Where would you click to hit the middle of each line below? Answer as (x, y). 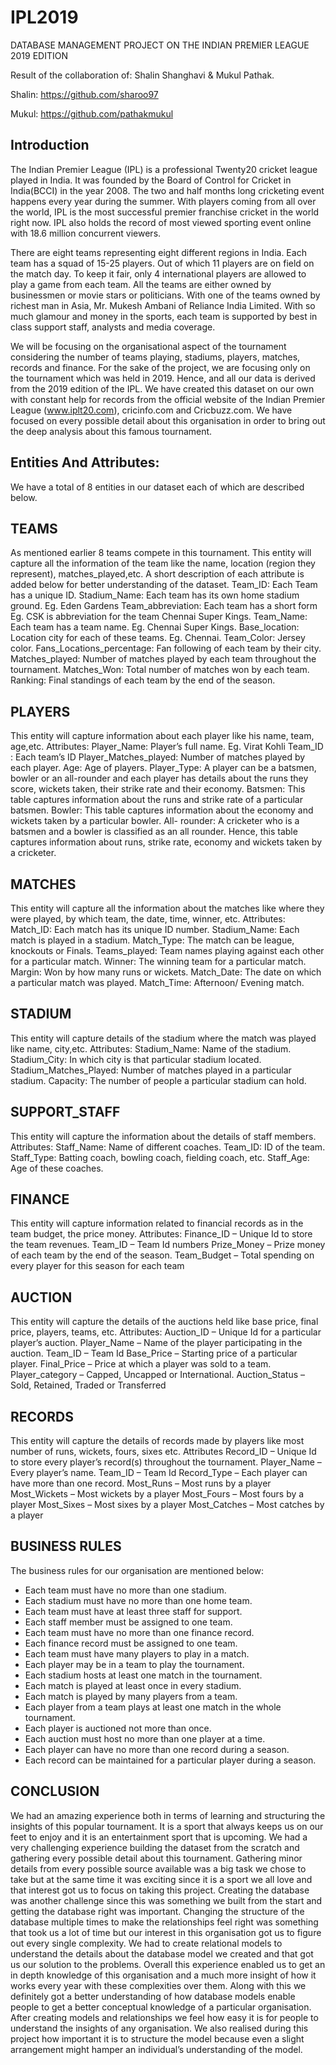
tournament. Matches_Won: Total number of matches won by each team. (160, 670)
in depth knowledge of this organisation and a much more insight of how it (163, 1975)
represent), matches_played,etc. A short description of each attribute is (157, 574)
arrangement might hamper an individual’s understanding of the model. (156, 2049)
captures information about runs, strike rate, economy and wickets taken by (166, 842)
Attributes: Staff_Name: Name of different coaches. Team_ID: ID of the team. (168, 1147)
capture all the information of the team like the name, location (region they (163, 563)
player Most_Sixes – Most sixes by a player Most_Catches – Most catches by (167, 1505)
